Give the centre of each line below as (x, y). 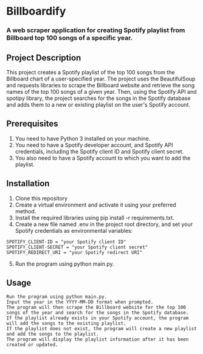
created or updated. (33, 345)
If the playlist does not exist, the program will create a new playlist (102, 329)
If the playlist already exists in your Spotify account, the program (98, 318)
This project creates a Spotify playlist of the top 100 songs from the (91, 72)
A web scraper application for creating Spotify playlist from (96, 30)
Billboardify (36, 11)
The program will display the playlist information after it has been (98, 339)
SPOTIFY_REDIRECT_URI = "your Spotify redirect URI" (74, 252)
